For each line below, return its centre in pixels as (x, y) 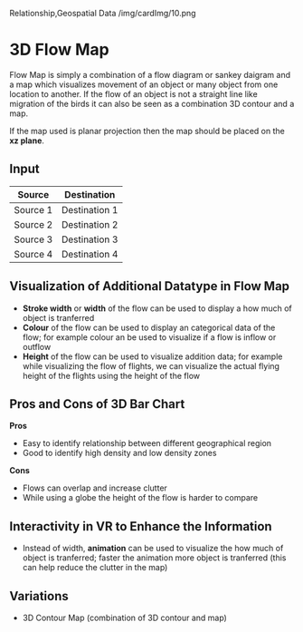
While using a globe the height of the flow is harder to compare (140, 498)
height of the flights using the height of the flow (111, 375)
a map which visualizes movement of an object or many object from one (144, 84)
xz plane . (27, 141)
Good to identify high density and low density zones (119, 453)
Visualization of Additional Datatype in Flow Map (150, 286)
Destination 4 (90, 254)
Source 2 (33, 224)
